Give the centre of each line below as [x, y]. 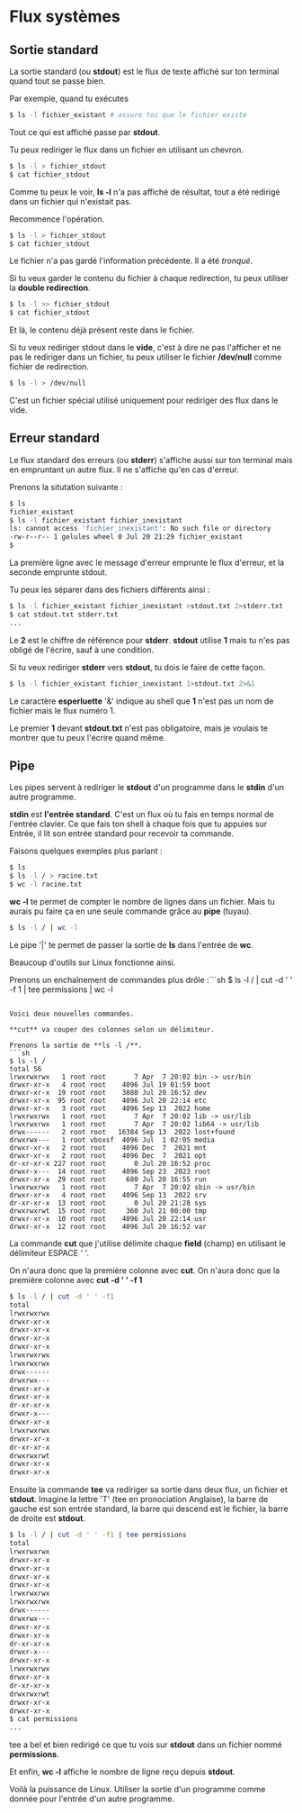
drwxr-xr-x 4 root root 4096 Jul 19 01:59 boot [110, 1084]
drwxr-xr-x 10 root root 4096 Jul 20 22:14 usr [108, 1218]
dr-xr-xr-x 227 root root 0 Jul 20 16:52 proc [110, 1163]
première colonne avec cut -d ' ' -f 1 [76, 1280]
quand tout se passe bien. [58, 81]
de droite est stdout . [47, 1518]
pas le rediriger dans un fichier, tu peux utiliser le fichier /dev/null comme [146, 357]
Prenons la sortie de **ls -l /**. [76, 1045]
